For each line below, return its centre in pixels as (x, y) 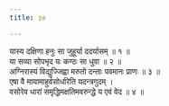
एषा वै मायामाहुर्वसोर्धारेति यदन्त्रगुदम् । (61, 81)
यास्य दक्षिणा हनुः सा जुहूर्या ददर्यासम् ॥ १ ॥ (70, 51)
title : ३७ (28, 18)
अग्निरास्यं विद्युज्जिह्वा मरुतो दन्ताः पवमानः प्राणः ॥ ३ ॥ (85, 71)
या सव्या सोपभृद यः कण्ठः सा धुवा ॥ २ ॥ (66, 61)
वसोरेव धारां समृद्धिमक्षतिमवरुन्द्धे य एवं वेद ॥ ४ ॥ (77, 92)
